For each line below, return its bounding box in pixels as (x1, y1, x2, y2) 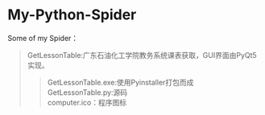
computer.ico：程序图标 (47, 97, 126, 107)
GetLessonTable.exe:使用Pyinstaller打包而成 (47, 77, 194, 87)
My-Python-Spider (7, 6, 137, 24)
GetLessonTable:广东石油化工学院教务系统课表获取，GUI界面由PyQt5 (27, 50, 257, 60)
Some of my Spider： (7, 33, 79, 43)
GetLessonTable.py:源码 (47, 87, 128, 97)
